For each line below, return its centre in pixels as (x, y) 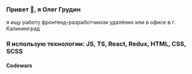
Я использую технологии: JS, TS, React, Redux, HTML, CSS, (96, 44)
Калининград (23, 28)
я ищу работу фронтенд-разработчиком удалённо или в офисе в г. (91, 22)
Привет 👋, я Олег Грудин (44, 9)
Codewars (19, 65)
